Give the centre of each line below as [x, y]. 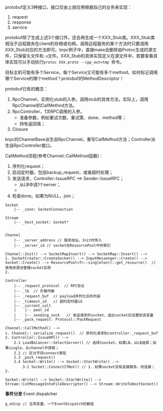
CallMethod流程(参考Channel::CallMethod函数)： [54, 156]
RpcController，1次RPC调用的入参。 [48, 111]
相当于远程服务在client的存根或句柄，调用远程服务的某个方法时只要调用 [77, 44]
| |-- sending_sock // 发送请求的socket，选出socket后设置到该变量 [84, 315]
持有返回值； [32, 124]
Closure [20, 129]
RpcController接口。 [34, 145]
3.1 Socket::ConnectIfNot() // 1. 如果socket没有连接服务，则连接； [89, 367]
